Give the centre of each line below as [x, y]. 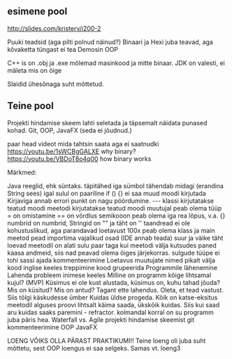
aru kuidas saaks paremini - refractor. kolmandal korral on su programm [111, 312]
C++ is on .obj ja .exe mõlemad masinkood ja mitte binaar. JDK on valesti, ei [116, 63]
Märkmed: [22, 172]
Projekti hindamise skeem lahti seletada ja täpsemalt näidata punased [107, 122]
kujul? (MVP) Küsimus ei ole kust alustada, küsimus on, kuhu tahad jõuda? [114, 282]
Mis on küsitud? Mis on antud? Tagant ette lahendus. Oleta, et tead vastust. [115, 290]
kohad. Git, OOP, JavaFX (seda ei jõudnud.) [70, 130]
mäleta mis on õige [35, 70]
